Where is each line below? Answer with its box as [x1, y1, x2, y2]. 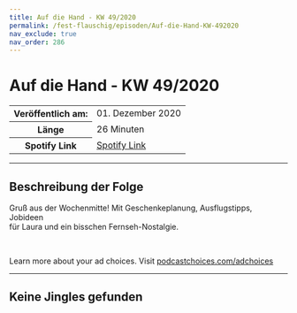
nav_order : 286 [9, 37, 65, 47]
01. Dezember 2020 [96, 107, 181, 119]
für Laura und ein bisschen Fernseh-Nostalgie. [9, 222, 179, 232]
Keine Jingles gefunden [9, 289, 143, 305]
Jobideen [9, 212, 44, 222]
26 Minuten [96, 123, 145, 135]
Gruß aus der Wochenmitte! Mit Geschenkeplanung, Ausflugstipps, [9, 202, 253, 213]
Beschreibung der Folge [9, 179, 144, 195]
